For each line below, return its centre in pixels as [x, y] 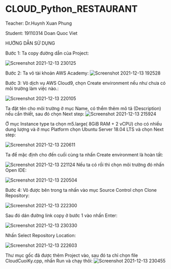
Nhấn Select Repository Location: [40, 235]
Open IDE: [16, 170]
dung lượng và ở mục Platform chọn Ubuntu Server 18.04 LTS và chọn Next [84, 129]
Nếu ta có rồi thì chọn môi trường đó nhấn [120, 165]
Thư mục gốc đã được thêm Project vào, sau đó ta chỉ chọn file [72, 255]
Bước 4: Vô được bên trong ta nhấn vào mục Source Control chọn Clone [81, 190]
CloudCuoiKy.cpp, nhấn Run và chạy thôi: [49, 261]
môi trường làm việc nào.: [32, 88]
